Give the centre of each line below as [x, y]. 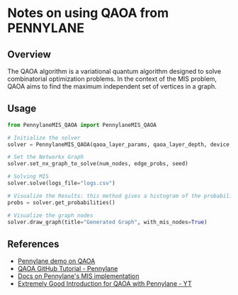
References [33, 244]
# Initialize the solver [44, 138]
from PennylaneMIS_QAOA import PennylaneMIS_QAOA [82, 125]
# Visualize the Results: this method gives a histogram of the [104, 196]
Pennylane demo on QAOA [56, 261]
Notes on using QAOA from [88, 13]
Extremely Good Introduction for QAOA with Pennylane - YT [105, 284]
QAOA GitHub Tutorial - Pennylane [68, 269]
